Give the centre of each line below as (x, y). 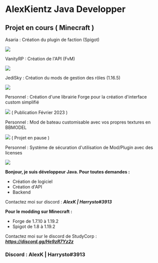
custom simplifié (22, 102)
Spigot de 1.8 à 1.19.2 (34, 226)
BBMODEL (16, 127)
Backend (21, 192)
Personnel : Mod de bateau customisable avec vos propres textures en (78, 122)
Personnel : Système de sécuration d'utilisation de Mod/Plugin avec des (79, 147)
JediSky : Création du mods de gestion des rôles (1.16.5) (63, 78)
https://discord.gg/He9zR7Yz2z (39, 241)
